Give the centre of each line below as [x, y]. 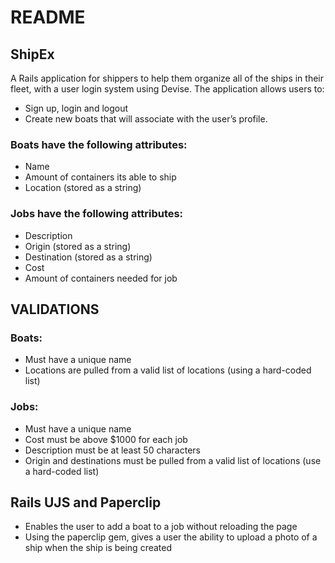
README [48, 17]
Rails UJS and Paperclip [86, 502]
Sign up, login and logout [76, 108]
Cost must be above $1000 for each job [106, 439]
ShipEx [32, 54]
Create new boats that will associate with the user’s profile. [146, 119]
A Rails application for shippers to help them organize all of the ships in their [167, 78]
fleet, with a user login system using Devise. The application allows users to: [167, 89]
